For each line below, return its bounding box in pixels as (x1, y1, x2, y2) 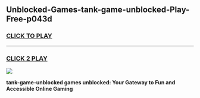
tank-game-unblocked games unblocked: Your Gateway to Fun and (6, 78, 176, 86)
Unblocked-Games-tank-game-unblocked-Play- (6, 5, 190, 15)
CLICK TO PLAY (6, 32, 52, 40)
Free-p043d (6, 14, 52, 24)
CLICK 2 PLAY (6, 54, 48, 62)
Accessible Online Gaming (6, 85, 73, 92)
